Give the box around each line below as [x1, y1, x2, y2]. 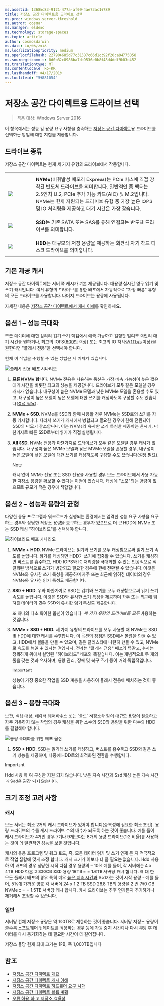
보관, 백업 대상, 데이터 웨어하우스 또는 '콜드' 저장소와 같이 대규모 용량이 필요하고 [5, 713, 157, 719]
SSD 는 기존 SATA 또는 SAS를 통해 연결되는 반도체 [36, 219, 144, 225]
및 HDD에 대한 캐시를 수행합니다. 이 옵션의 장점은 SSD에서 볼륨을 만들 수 [12, 633, 151, 639]
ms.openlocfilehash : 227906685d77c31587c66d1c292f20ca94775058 [5, 52, 137, 58]
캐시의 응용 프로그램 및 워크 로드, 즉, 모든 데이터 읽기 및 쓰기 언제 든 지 [5, 850, 139, 856]
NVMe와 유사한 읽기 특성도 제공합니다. [12, 577, 86, 583]
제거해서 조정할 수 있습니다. [5, 893, 58, 899]
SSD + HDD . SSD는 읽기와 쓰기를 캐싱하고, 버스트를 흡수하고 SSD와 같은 [12, 746, 151, 752]
